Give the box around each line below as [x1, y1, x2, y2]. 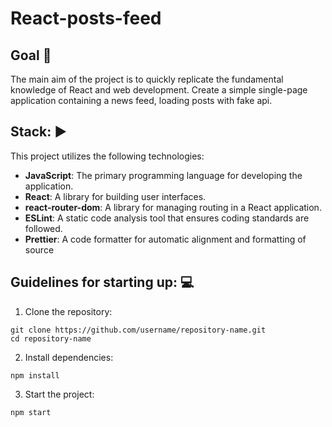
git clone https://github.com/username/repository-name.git [10, 325, 267, 335]
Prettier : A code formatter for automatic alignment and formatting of [24, 233, 307, 245]
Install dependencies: [24, 351, 114, 363]
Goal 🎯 [10, 47, 52, 64]
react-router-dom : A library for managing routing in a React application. [24, 201, 322, 213]
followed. [24, 222, 63, 234]
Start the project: [24, 388, 95, 400]
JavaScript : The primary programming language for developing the [24, 169, 303, 181]
